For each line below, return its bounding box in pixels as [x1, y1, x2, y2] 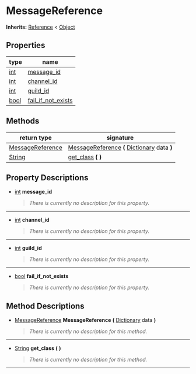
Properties [6, 40, 45, 50]
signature [106, 133, 134, 142]
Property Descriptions [6, 173, 89, 183]
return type [19, 133, 52, 142]
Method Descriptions [6, 301, 85, 311]
